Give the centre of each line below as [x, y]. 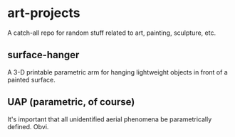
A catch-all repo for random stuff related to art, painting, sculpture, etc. [111, 33]
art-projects [44, 13]
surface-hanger [43, 55]
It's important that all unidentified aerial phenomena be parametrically [110, 119]
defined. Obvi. [28, 126]
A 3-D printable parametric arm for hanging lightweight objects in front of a [117, 72]
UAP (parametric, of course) [71, 102]
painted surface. [31, 80]
